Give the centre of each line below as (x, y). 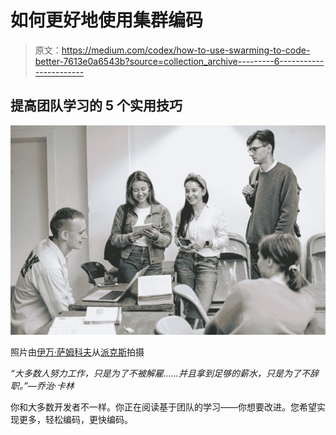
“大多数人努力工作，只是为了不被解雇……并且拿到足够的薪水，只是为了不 (160, 373)
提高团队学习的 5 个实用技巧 (96, 106)
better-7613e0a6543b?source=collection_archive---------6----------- (179, 61)
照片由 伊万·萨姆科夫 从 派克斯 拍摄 (77, 352)
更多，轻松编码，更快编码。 (75, 420)
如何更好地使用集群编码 (107, 20)
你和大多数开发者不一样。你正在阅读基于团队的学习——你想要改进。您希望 (163, 407)
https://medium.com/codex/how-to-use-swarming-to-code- (186, 50)
